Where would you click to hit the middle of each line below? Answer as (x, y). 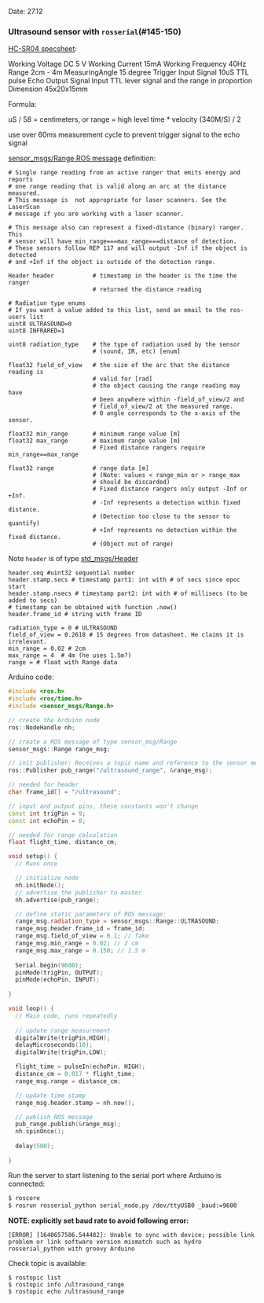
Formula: (22, 105)
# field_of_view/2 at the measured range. (163, 407)
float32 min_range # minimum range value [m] (94, 434)
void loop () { (31, 1009)
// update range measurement (63, 1030)
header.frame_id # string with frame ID (75, 615)
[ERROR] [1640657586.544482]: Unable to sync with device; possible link (132, 1235)
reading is (26, 373)
